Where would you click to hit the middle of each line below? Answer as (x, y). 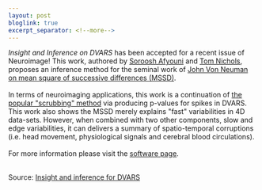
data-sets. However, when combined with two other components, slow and (131, 120)
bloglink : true (33, 23)
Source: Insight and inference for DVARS (74, 177)
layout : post (30, 15)
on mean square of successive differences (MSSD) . (92, 78)
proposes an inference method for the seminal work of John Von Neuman (128, 70)
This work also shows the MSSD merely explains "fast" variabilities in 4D (127, 112)
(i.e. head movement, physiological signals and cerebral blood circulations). (131, 137)
